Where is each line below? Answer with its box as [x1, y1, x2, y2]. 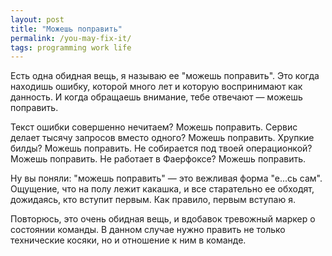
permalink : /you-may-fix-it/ [10, 33, 132, 43]
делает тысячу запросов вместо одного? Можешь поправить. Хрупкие [10, 132, 315, 144]
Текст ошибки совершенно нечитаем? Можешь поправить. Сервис [10, 121, 298, 133]
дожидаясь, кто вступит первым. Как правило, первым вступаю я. [10, 194, 296, 206]
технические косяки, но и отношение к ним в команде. [10, 234, 247, 246]
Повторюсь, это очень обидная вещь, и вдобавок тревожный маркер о [10, 213, 316, 225]
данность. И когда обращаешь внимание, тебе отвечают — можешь [10, 91, 303, 103]
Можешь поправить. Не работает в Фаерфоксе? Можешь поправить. [10, 153, 307, 165]
